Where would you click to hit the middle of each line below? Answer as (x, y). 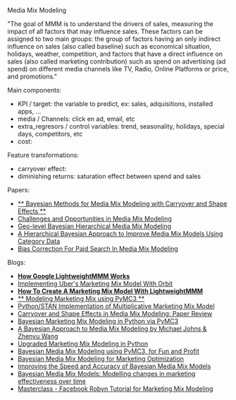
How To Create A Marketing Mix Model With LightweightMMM (110, 291)
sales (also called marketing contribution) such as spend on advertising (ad (117, 61)
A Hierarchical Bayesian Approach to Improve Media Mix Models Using (120, 234)
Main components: (35, 90)
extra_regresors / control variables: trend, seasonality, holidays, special (121, 126)
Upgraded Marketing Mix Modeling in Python (83, 343)
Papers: (19, 190)
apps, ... (29, 111)
